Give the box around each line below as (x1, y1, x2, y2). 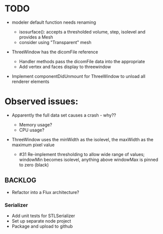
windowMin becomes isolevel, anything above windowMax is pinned (19, 156, 159, 162)
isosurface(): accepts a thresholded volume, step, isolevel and (19, 29, 146, 35)
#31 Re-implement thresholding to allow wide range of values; (19, 151, 145, 157)
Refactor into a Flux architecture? (11, 189, 79, 195)
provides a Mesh (19, 34, 53, 40)
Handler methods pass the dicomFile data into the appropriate (19, 58, 145, 64)
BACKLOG (4, 176, 36, 185)
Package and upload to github (11, 223, 73, 229)
